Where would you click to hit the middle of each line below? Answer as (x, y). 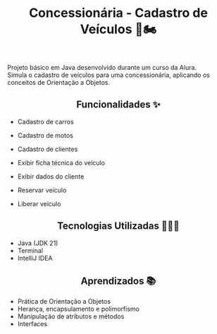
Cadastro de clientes (48, 149)
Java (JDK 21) (38, 243)
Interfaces (32, 324)
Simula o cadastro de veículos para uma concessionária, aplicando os (108, 75)
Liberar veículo (39, 203)
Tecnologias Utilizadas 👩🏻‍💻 (118, 226)
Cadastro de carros (45, 121)
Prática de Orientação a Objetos (64, 302)
